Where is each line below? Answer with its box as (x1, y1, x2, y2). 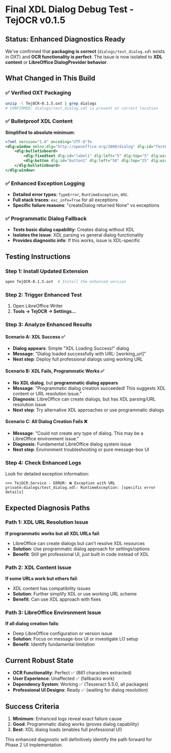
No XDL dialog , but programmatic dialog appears (12, 380, 118, 386)
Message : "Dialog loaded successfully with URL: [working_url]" (12, 351, 147, 357)
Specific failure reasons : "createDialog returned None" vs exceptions (12, 202, 159, 208)
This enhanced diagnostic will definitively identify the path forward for (5, 737, 152, 743)
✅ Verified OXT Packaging (5, 89, 71, 97)
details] (5, 489, 24, 495)
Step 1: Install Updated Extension (5, 267, 89, 274)
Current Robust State (5, 656, 74, 665)
